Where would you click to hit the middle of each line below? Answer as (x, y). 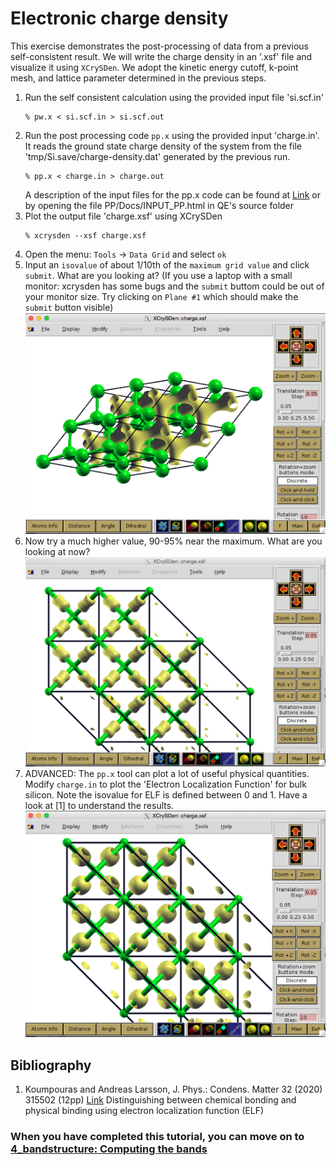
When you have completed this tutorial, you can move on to (157, 1136)
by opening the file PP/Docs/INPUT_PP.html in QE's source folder (159, 205)
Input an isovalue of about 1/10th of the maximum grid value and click (167, 264)
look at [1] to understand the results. (99, 805)
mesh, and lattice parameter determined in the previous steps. (138, 78)
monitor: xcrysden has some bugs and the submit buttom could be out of (174, 286)
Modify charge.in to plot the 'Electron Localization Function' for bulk (165, 784)
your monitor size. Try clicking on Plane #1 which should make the (161, 296)
